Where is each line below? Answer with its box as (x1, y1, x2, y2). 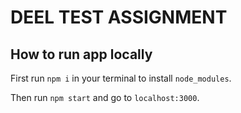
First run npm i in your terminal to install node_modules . (10, 72, 232, 84)
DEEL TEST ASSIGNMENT (10, 6, 228, 29)
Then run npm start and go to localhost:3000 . (10, 92, 200, 103)
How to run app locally (10, 46, 153, 63)
